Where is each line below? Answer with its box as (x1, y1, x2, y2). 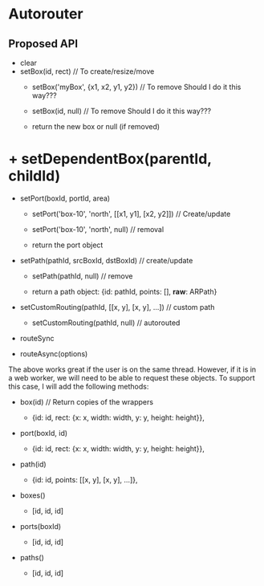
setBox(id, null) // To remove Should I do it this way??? (31, 106, 211, 116)
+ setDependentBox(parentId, (8, 150, 212, 169)
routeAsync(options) (19, 348, 88, 358)
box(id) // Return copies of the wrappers (19, 397, 154, 406)
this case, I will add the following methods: (8, 381, 149, 391)
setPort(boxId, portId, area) (19, 193, 111, 203)
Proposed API (8, 37, 79, 51)
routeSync (19, 333, 55, 343)
